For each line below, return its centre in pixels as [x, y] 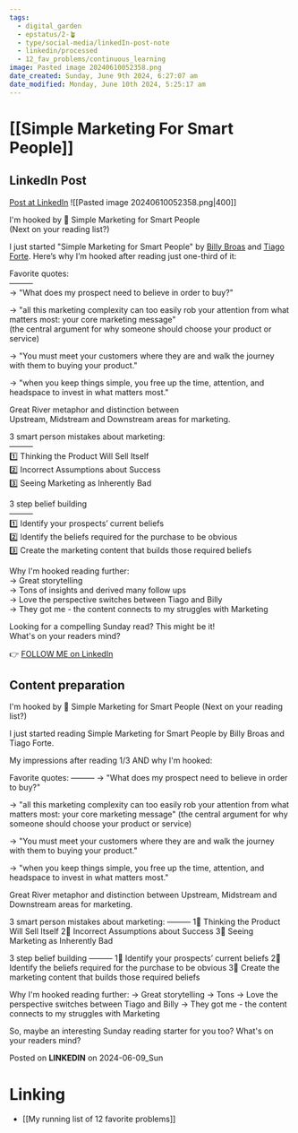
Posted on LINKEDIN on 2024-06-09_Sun [86, 1058]
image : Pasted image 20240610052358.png [86, 68]
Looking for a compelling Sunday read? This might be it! [112, 626]
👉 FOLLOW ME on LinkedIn [61, 653]
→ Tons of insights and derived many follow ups [98, 590]
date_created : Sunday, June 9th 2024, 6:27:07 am [104, 76]
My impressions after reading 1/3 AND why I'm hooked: [111, 761]
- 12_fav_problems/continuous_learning [92, 59]
